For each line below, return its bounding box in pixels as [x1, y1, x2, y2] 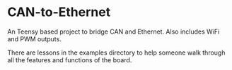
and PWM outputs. [7, 34, 62, 43]
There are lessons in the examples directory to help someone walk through [7, 48, 226, 57]
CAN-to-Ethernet [7, 4, 111, 20]
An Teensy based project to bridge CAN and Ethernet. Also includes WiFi [7, 27, 220, 36]
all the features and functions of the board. [7, 55, 132, 64]
